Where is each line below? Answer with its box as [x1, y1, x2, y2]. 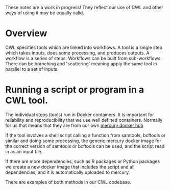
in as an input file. [5, 148, 43, 154]
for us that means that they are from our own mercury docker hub [5, 122, 144, 128]
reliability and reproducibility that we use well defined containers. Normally [5, 117, 163, 123]
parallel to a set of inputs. [5, 66, 59, 72]
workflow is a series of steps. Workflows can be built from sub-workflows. [5, 55, 162, 61]
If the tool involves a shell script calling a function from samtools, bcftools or [5, 132, 166, 138]
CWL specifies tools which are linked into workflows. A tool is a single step [5, 44, 162, 50]
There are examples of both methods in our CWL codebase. [5, 179, 132, 185]
